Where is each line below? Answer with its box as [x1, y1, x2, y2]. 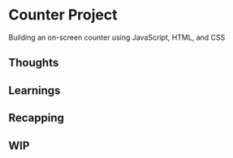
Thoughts [8, 56, 59, 70]
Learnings [8, 83, 61, 97]
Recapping [8, 111, 65, 125]
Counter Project [8, 6, 118, 24]
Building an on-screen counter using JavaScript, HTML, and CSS [8, 32, 226, 42]
